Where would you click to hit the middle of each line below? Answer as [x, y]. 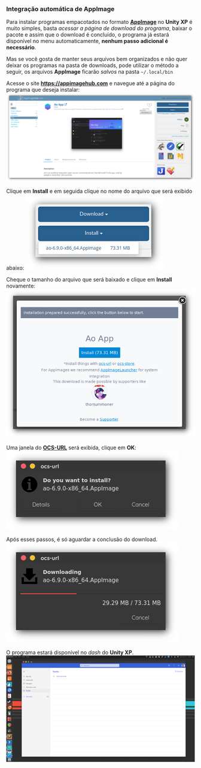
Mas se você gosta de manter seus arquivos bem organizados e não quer [97, 59]
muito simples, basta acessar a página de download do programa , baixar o [99, 28]
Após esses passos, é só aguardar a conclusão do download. [82, 539]
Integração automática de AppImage [60, 9]
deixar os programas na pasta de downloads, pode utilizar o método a [92, 65]
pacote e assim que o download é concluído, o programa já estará [88, 35]
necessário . [21, 47]
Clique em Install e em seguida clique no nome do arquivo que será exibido [99, 191]
